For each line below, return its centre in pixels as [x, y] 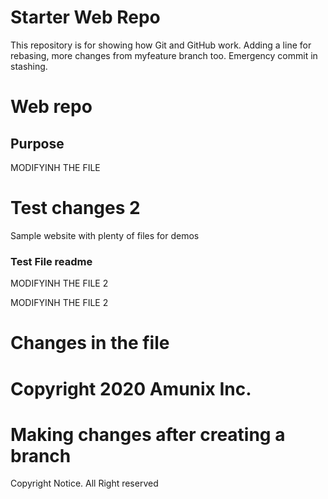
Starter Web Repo [85, 17]
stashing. [29, 66]
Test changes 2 [75, 208]
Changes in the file [90, 343]
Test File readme [51, 261]
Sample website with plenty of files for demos [105, 235]
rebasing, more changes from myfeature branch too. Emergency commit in [164, 55]
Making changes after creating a [148, 434]
